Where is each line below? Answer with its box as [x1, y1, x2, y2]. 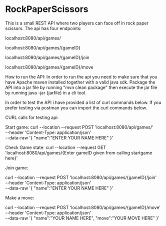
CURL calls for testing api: [5, 114, 59, 120]
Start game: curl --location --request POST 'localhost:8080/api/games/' [5, 124, 153, 130]
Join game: [5, 164, 28, 170]
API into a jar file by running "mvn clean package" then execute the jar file [5, 84, 157, 90]
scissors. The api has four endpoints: [5, 25, 81, 31]
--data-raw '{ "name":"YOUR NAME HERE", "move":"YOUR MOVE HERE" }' [5, 215, 160, 221]
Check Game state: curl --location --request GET [5, 144, 106, 150]
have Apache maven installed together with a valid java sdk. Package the [5, 79, 155, 85]
